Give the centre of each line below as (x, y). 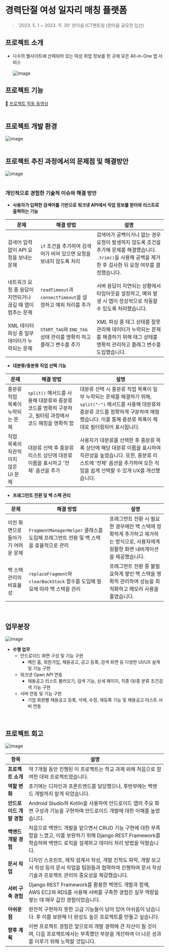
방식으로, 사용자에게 (138, 542)
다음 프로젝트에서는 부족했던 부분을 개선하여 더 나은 (93, 934)
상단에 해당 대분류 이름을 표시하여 (123, 448)
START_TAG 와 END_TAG (64, 330)
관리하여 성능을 (137, 581)
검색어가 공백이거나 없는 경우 (129, 235)
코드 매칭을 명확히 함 (51, 423)
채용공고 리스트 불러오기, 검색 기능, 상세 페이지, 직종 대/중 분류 (89, 681)
